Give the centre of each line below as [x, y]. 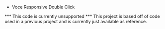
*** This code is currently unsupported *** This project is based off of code [82, 16]
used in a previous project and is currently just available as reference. [76, 22]
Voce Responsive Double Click [43, 7]
